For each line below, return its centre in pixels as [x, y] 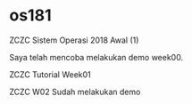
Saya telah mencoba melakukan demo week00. [96, 57]
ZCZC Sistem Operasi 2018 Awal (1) [74, 40]
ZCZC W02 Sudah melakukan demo [75, 92]
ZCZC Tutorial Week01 [50, 74]
